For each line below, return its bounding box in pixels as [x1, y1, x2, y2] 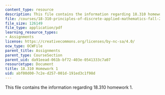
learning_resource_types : [5, 30, 58, 35]
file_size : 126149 [5, 21, 43, 26]
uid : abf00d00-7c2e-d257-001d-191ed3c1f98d [5, 71, 96, 76]
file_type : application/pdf [5, 25, 63, 30]
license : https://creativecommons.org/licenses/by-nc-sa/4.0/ [5, 39, 135, 44]
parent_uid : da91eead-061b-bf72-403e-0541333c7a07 [5, 57, 111, 62]
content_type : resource [5, 7, 54, 12]
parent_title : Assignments [5, 48, 60, 53]
